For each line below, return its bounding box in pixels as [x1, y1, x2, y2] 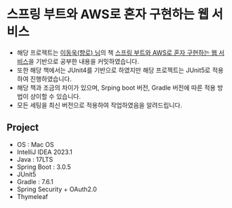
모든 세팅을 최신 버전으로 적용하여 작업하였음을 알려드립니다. [16, 101, 183, 109]
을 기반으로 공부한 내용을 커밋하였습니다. [28, 57, 140, 65]
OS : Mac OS [16, 140, 54, 148]
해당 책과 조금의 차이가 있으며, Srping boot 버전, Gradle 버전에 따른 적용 [16, 83, 216, 92]
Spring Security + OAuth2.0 [16, 185, 98, 193]
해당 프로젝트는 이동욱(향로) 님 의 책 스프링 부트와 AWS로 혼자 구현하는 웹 [16, 48, 217, 57]
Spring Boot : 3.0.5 [16, 162, 72, 171]
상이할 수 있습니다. [30, 92, 82, 100]
